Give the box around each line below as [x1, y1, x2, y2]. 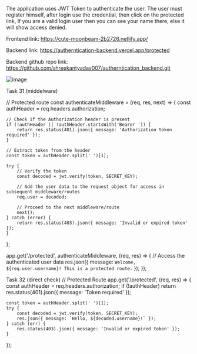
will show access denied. [6, 24, 67, 31]
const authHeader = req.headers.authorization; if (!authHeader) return [6, 282, 176, 289]
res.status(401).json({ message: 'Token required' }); [6, 289, 131, 295]
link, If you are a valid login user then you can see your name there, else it [6, 18, 185, 24]
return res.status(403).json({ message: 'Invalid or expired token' [16, 220, 188, 226]
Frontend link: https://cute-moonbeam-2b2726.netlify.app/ [6, 35, 148, 42]
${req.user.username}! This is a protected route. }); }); [6, 265, 147, 271]
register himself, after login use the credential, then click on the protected [6, 11, 184, 18]
